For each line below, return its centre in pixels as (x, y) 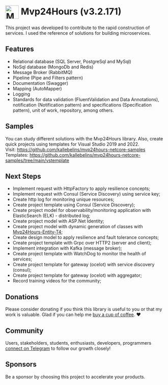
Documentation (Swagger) (40, 83)
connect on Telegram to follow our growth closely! (58, 348)
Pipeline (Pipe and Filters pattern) (48, 78)
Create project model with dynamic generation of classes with (78, 227)
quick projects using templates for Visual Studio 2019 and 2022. (72, 144)
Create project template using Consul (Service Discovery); (74, 205)
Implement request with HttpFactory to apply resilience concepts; (81, 188)
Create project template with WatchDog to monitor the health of (79, 254)
